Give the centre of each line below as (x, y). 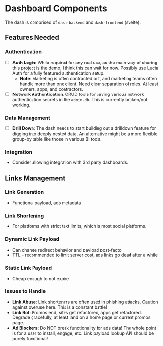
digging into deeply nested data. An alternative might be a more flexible (85, 134)
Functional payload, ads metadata (47, 203)
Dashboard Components (56, 9)
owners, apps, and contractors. (51, 89)
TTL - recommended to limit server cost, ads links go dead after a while (85, 255)
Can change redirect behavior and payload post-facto (67, 250)
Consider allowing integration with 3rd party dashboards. (70, 162)
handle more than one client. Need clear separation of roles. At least (89, 84)
